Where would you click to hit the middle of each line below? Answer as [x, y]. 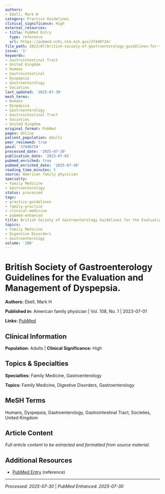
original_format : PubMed [30, 128]
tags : [11, 197]
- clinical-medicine [26, 211]
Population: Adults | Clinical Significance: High [54, 348]
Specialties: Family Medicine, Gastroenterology [53, 375]
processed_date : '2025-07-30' [36, 152]
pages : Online [20, 133]
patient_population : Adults [34, 138]
